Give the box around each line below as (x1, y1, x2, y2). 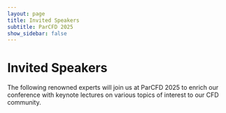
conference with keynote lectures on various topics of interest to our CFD (7, 91, 219, 99)
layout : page (7, 10, 45, 18)
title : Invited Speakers (7, 17, 80, 24)
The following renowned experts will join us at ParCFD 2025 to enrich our (7, 84, 219, 92)
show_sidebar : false (7, 29, 68, 37)
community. (7, 98, 41, 107)
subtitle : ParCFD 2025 (7, 23, 73, 30)
